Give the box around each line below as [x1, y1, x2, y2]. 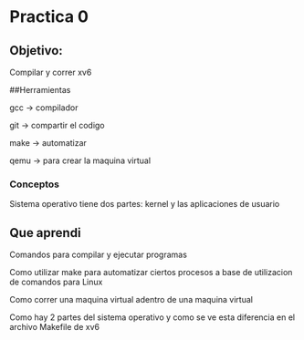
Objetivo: [9, 43, 64, 58]
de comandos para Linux [9, 276, 103, 288]
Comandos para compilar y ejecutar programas [9, 249, 187, 261]
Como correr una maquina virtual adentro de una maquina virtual [9, 294, 254, 305]
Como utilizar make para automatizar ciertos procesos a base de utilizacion [9, 267, 293, 278]
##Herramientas [9, 85, 71, 95]
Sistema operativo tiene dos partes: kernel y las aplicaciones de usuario [9, 199, 280, 210]
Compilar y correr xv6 [9, 67, 92, 77]
